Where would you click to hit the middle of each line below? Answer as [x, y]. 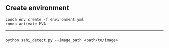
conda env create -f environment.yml [45, 19]
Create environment [37, 8]
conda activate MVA [26, 24]
